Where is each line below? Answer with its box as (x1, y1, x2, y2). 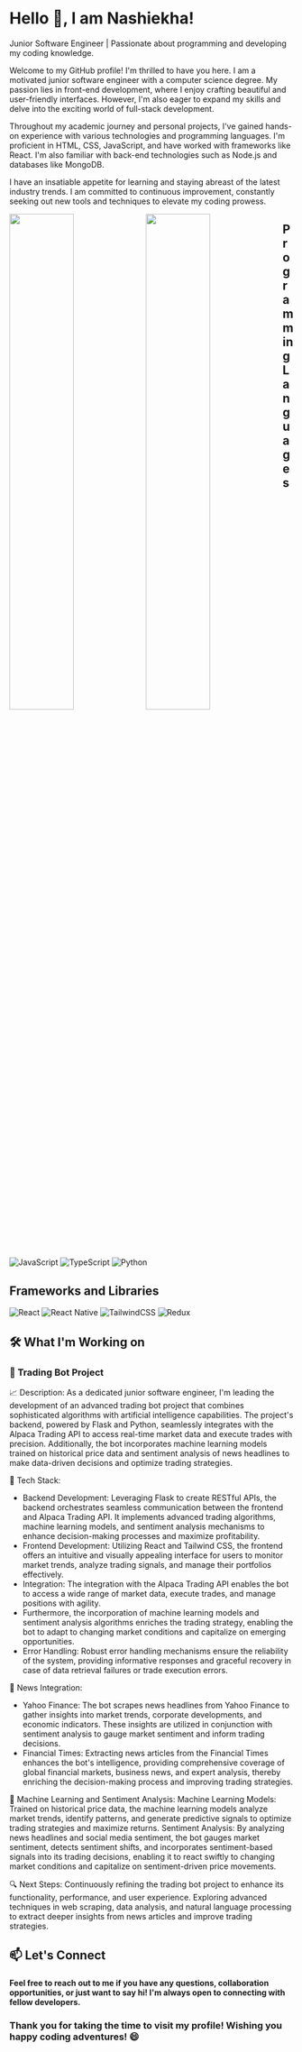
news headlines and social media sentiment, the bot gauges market (9, 1832, 260, 1843)
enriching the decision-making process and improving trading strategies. (22, 1776, 294, 1787)
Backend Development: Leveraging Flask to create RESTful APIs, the (22, 1492, 277, 1503)
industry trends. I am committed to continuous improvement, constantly (9, 186, 275, 197)
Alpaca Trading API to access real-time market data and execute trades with (9, 1428, 293, 1439)
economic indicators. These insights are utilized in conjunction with (22, 1718, 273, 1729)
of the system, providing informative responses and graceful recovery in (22, 1654, 291, 1666)
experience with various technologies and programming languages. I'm (21, 130, 286, 141)
